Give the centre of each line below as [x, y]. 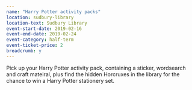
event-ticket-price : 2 [35, 46]
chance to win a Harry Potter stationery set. [60, 80]
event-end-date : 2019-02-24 [42, 34]
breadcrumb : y [24, 51]
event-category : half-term [40, 40]
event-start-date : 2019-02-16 [44, 28]
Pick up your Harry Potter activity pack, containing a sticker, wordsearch [96, 68]
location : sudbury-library [40, 17]
